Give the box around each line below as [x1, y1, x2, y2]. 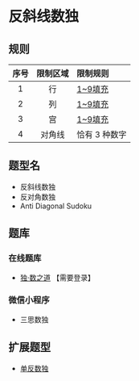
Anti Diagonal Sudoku [19, 201, 92, 211]
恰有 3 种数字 [76, 129, 127, 140]
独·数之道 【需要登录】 [19, 272, 95, 283]
